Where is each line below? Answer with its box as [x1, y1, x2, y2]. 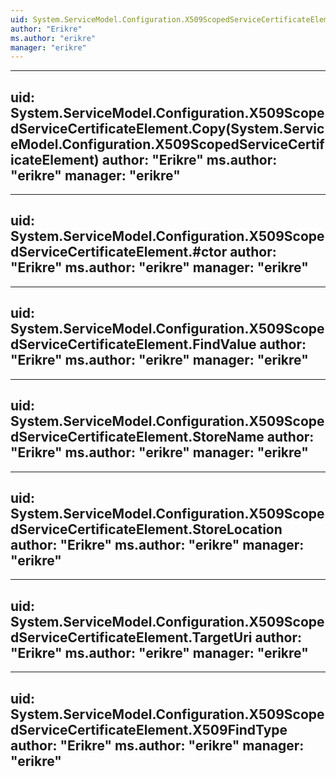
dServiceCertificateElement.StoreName [10, 429, 265, 446]
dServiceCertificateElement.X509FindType [10, 721, 288, 738]
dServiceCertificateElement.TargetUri [10, 629, 253, 646]
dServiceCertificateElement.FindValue [10, 336, 257, 353]
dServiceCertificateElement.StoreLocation [10, 521, 283, 538]
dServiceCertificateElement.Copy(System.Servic [10, 120, 325, 137]
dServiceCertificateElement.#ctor [10, 244, 228, 261]
